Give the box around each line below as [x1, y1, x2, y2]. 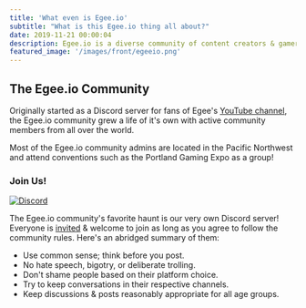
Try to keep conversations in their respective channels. [22, 279, 229, 290]
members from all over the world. [9, 124, 135, 135]
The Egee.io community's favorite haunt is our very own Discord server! [9, 213, 280, 224]
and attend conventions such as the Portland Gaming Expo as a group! [9, 151, 274, 162]
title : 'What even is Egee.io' [9, 13, 128, 23]
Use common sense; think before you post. [22, 250, 185, 261]
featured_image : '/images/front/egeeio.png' [9, 47, 181, 56]
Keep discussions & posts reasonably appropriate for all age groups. [22, 289, 280, 300]
